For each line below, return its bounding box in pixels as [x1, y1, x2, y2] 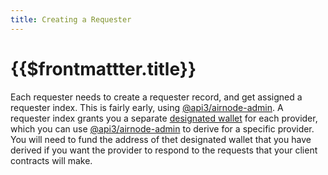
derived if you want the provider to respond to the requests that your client [10, 144, 318, 156]
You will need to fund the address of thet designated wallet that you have [10, 133, 312, 145]
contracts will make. [10, 154, 93, 166]
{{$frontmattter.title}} [10, 57, 197, 80]
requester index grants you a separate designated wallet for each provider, [10, 112, 318, 124]
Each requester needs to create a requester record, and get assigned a [10, 91, 303, 103]
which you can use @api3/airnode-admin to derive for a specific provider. [10, 122, 315, 135]
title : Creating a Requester [10, 14, 132, 25]
